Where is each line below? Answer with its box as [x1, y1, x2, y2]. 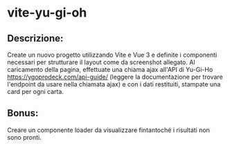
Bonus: [7, 107, 39, 119]
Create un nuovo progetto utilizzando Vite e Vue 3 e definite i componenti [7, 50, 218, 59]
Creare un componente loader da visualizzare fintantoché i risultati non [7, 126, 210, 134]
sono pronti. [7, 133, 42, 141]
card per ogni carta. [7, 88, 64, 95]
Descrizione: [7, 33, 64, 44]
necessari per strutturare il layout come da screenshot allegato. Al [7, 58, 195, 66]
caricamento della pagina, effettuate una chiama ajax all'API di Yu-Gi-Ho [7, 66, 213, 73]
